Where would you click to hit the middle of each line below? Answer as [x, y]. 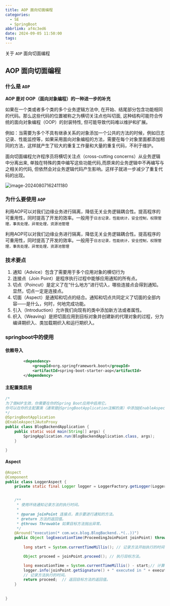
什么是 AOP [18, 87]
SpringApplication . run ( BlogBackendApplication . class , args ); [89, 436]
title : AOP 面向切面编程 [29, 10]
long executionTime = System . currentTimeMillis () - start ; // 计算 [94, 565]
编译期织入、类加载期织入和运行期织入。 [55, 323]
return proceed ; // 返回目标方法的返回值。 [67, 580]
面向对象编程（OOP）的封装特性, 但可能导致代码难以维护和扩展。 [82, 122]
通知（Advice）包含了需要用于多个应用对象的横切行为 [69, 272]
